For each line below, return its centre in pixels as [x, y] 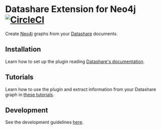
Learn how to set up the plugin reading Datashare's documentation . [75, 61]
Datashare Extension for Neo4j [71, 9]
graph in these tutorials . [30, 94]
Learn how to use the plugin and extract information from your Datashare [81, 89]
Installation [23, 49]
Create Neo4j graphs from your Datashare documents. [61, 33]
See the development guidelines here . [44, 122]
